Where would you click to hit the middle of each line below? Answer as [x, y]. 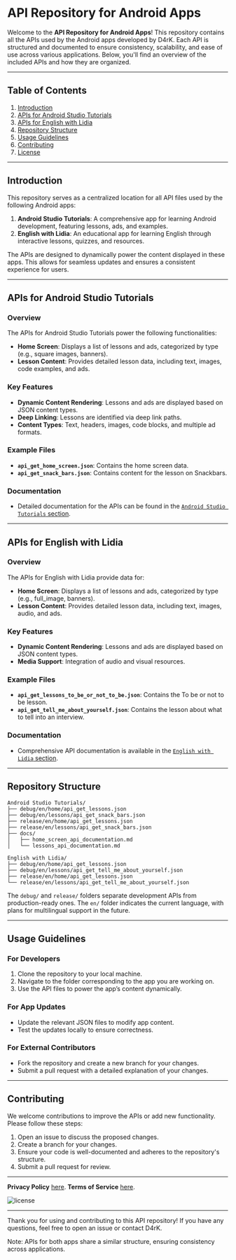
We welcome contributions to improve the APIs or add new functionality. [111, 1116]
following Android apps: [41, 205]
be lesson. [32, 702]
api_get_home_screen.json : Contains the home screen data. [103, 465]
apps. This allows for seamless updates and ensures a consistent [102, 262]
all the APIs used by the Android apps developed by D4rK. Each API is [108, 39]
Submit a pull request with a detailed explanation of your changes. [113, 1070]
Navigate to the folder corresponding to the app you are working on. [116, 981]
